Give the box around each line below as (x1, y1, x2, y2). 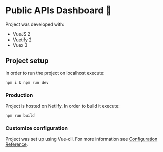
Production (5, 91, 33, 98)
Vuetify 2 (12, 36, 32, 43)
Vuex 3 (12, 42, 28, 48)
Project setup (5, 57, 49, 65)
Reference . (5, 141, 28, 147)
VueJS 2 (12, 31, 31, 37)
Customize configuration (5, 124, 68, 131)
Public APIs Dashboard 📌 (5, 5, 112, 16)
